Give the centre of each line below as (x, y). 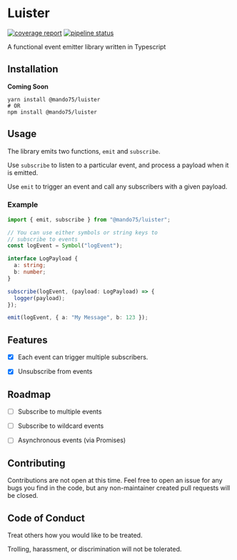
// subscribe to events (43, 239)
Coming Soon (28, 86)
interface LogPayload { (43, 259)
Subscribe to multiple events (60, 411)
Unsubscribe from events (55, 371)
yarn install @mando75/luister (54, 99)
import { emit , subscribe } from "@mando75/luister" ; (89, 219)
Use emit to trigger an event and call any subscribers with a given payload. (117, 186)
